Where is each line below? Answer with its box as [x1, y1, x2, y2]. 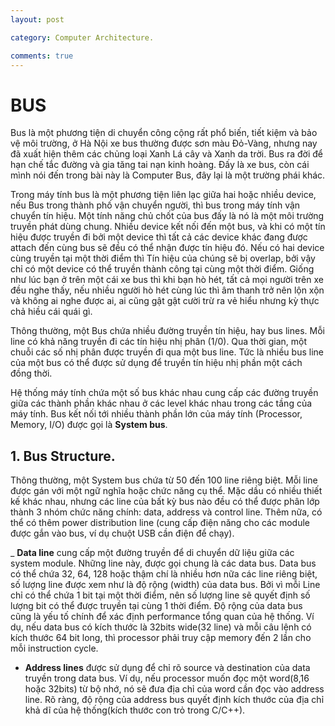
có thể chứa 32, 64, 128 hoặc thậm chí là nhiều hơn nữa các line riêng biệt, [10, 568, 318, 580]
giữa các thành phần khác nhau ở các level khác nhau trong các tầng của [10, 397, 313, 410]
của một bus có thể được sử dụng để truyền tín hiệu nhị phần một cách [10, 357, 303, 369]
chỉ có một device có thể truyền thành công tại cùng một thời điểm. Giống [10, 263, 315, 275]
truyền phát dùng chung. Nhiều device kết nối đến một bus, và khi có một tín [10, 221, 326, 233]
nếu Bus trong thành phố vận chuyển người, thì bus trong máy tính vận [10, 199, 301, 211]
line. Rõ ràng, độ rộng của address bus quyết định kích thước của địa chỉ [24, 694, 325, 706]
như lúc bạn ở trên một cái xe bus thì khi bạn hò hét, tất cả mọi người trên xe [10, 274, 324, 286]
